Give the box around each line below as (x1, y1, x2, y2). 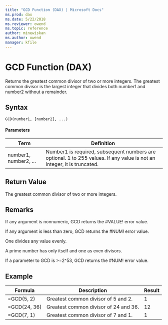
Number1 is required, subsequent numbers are (45, 148, 156, 155)
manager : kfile (5, 40, 37, 45)
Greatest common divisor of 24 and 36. (46, 303, 139, 310)
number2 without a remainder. (5, 89, 67, 95)
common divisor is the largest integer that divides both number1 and (5, 83, 146, 89)
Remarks (5, 205, 34, 214)
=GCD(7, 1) (7, 311, 35, 318)
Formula (14, 287, 35, 294)
